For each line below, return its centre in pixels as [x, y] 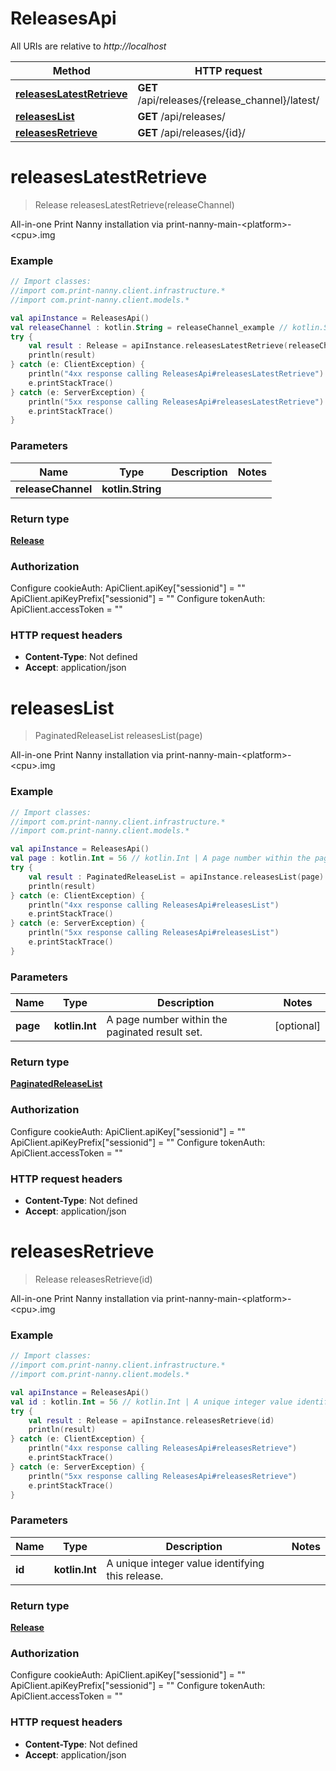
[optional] [297, 1026]
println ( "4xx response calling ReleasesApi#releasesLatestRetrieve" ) [176, 374]
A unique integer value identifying [185, 1563]
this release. [135, 1575]
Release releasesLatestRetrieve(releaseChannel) [134, 204]
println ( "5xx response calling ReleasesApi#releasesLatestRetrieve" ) [176, 402]
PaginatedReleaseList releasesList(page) [118, 736]
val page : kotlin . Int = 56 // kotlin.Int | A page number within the [160, 858]
